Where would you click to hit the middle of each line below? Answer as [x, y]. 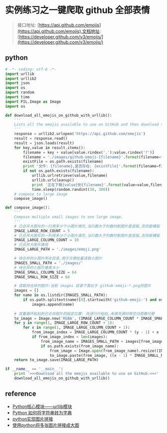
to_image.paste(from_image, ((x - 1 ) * [91, 355]
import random [20, 93]
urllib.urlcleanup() [53, 180]
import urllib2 [21, 78]
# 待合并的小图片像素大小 [37, 268]
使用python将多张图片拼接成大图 [46, 425]
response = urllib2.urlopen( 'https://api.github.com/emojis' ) [80, 134]
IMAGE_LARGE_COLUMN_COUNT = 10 [46, 240]
